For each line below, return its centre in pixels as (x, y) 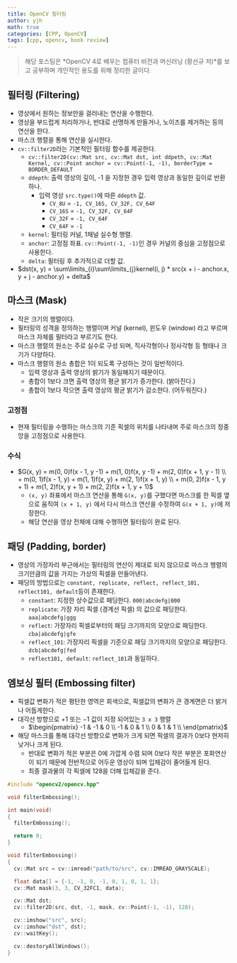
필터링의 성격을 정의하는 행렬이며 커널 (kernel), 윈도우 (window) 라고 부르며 (122, 328)
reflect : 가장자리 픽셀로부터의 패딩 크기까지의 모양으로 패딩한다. (117, 626)
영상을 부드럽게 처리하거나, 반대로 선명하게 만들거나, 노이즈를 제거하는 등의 (121, 122)
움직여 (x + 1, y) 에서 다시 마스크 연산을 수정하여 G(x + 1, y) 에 (132, 504)
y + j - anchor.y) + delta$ (54, 276)
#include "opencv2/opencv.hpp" (53, 784)
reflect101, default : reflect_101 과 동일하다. (93, 659)
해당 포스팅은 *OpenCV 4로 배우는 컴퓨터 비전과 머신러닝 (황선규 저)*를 (123, 62)
